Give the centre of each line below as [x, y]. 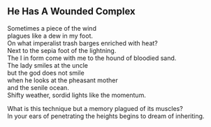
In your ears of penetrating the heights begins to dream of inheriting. [106, 116]
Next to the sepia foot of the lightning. [62, 50]
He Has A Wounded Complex [71, 12]
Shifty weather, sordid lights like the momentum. [77, 95]
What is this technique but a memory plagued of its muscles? [95, 108]
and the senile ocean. [38, 87]
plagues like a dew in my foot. [50, 36]
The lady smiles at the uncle [48, 65]
